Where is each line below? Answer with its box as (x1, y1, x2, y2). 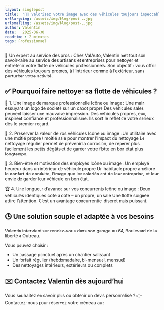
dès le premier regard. (5, 120, 50, 127)
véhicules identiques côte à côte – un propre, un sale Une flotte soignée (5, 193, 150, 198)
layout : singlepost (5, 7, 45, 12)
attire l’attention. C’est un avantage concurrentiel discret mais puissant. (5, 198, 148, 204)
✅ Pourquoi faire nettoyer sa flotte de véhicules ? (5, 87, 157, 96)
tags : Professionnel (5, 39, 47, 44)
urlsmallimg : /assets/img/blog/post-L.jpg (5, 20, 93, 26)
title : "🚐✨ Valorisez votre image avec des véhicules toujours (5, 12, 139, 17)
